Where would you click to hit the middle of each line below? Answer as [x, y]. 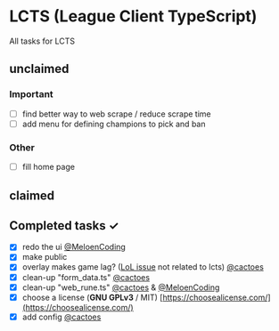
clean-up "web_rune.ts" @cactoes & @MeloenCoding [121, 287]
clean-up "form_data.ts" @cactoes [86, 277]
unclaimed [39, 69]
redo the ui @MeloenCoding [74, 247]
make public [45, 257]
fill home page [49, 167]
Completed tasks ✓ [64, 226]
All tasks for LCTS [42, 41]
